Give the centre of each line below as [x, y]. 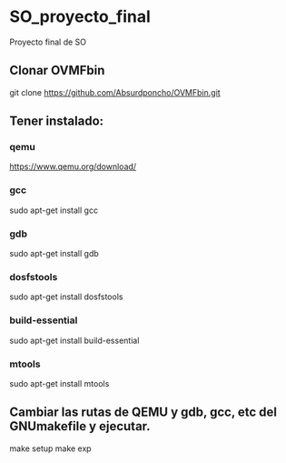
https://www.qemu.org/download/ [73, 166]
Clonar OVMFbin [57, 70]
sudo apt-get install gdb [54, 254]
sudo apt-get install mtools [59, 383]
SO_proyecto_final [80, 17]
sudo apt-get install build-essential [74, 340]
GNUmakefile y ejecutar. [80, 426]
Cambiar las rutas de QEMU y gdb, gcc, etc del [143, 413]
